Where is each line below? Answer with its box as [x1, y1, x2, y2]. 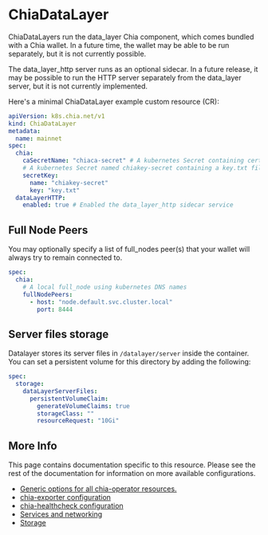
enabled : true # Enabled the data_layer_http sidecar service [22, 201, 234, 209]
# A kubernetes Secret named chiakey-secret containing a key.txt [22, 164, 248, 172]
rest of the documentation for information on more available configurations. [8, 469, 256, 478]
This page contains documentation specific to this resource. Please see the [8, 460, 256, 470]
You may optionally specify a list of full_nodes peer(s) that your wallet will [8, 245, 250, 254]
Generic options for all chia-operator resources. [19, 484, 177, 494]
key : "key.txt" [29, 186, 81, 195]
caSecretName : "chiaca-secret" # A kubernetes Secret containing [22, 157, 245, 165]
